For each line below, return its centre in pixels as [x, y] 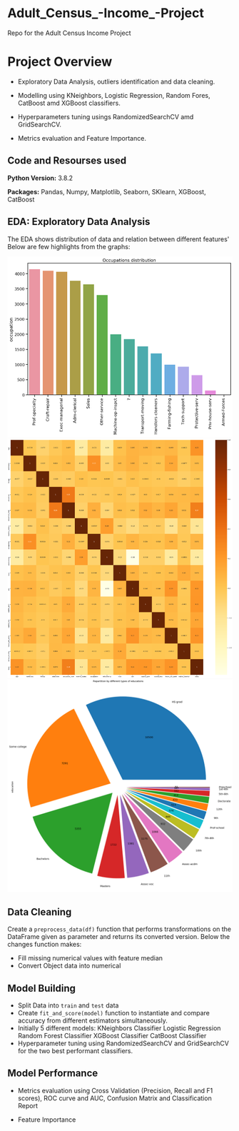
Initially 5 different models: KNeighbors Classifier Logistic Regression [119, 1028]
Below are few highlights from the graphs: [69, 246]
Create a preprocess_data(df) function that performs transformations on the [119, 929]
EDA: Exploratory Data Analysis [79, 222]
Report [27, 1105]
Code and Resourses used [67, 161]
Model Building [42, 988]
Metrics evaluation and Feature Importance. [82, 138]
